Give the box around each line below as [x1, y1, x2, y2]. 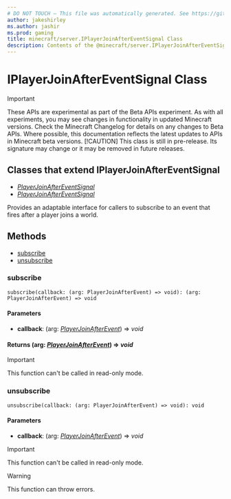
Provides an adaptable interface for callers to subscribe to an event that [7, 203, 210, 211]
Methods [7, 231, 47, 242]
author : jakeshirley [7, 17, 67, 23]
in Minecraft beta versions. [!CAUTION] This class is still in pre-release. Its [7, 137, 218, 145]
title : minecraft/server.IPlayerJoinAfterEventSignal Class [7, 36, 184, 43]
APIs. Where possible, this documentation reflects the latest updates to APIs [7, 129, 223, 138]
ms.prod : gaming [7, 29, 54, 36]
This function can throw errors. [7, 485, 95, 493]
